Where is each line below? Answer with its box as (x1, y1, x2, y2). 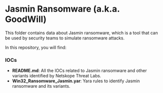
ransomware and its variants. (12, 83, 71, 89)
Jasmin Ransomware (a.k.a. (5, 3, 120, 15)
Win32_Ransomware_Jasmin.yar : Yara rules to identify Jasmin (12, 78, 140, 84)
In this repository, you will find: (5, 44, 67, 50)
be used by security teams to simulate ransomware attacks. (5, 35, 125, 41)
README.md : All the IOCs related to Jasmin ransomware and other (12, 68, 147, 74)
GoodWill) (5, 14, 47, 25)
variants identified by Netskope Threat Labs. (12, 73, 101, 79)
